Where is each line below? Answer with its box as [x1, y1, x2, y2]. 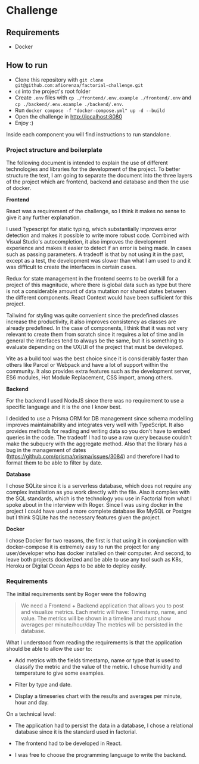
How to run [6, 60, 48, 70]
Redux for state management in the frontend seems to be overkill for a [6, 275, 179, 282]
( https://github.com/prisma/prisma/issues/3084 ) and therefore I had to [6, 453, 180, 460]
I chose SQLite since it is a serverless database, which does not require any [6, 482, 192, 489]
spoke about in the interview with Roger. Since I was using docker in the [6, 501, 183, 509]
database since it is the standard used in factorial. [14, 728, 138, 735]
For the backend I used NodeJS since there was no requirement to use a [6, 397, 184, 404]
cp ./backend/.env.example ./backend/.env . [14, 100, 124, 107]
